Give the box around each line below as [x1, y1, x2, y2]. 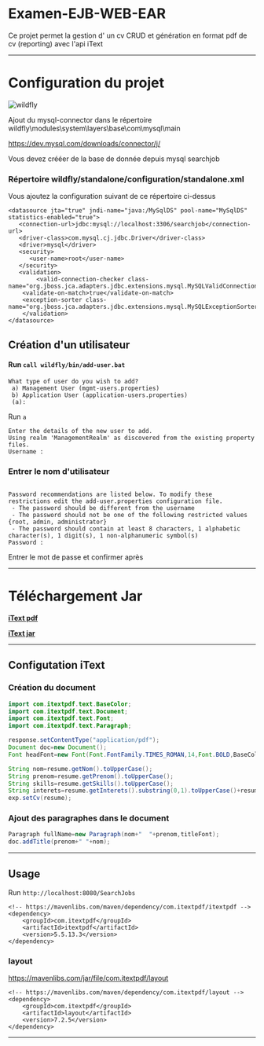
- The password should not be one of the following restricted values [11, 512, 247, 519]
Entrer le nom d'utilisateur [8, 465, 110, 476]
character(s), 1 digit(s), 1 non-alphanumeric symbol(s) [8, 532, 199, 540]
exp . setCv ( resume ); [8, 795, 72, 802]
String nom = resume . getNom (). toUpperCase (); [8, 765, 153, 773]
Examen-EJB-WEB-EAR [8, 5, 167, 23]
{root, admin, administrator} [8, 518, 108, 527]
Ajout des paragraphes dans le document [8, 813, 170, 824]
